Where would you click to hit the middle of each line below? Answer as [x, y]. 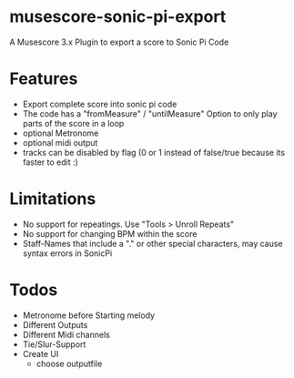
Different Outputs [55, 324]
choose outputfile [69, 363]
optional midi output [60, 142]
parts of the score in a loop [73, 123]
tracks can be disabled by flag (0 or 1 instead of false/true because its [153, 152]
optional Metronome [61, 133]
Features [44, 79]
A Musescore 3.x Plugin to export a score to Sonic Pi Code [119, 42]
